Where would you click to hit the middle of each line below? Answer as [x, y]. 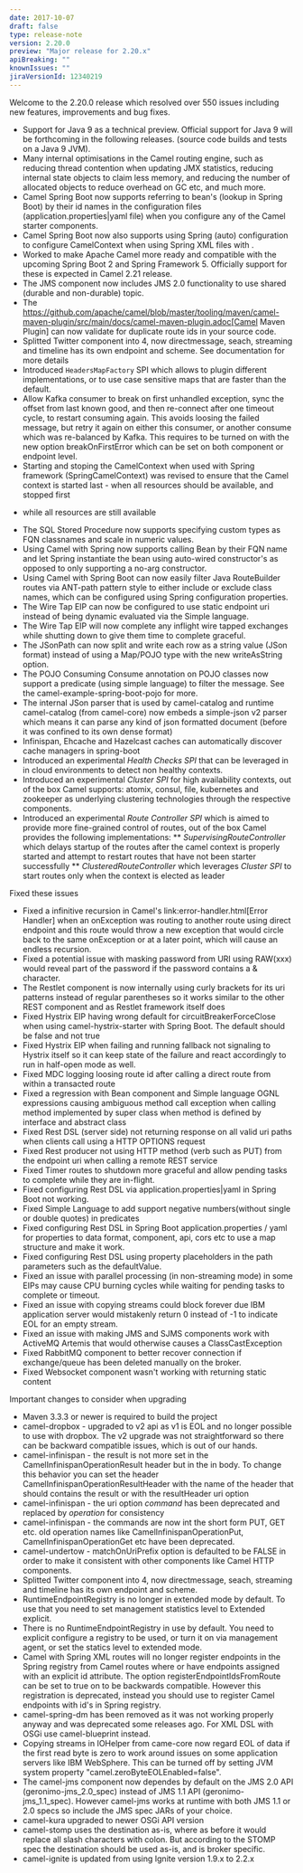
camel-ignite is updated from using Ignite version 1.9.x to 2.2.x [138, 1859]
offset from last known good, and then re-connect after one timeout [148, 408]
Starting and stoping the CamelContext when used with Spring [138, 466]
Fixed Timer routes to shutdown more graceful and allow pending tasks [155, 1170]
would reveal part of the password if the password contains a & [140, 968]
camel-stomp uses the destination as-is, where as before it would [144, 1830]
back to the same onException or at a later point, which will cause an [150, 939]
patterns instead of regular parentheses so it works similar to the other [153, 997]
